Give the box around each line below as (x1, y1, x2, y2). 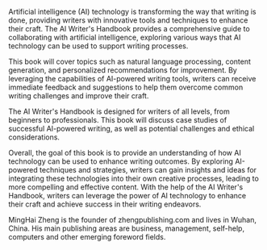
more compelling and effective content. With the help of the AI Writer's (8, 182, 244, 192)
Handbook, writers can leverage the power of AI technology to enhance (8, 191, 247, 200)
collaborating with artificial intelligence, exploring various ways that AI (8, 32, 241, 42)
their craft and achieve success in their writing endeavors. (8, 199, 202, 209)
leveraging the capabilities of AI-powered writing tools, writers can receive (8, 74, 257, 83)
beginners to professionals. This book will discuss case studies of (8, 115, 227, 124)
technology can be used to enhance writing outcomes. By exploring (8, 156, 234, 166)
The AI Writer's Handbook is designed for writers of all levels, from (8, 106, 230, 116)
